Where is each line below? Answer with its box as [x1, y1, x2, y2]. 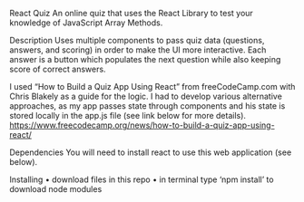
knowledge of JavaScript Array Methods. [9, 17, 163, 28]
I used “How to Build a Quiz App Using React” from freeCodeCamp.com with [9, 82, 296, 91]
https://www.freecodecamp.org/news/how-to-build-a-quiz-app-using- [9, 120, 275, 130]
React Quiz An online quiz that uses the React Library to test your [9, 8, 254, 18]
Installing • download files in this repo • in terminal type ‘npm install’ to [9, 174, 274, 185]
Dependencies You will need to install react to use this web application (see [9, 147, 292, 158]
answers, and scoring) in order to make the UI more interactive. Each [9, 44, 267, 55]
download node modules [9, 184, 103, 194]
